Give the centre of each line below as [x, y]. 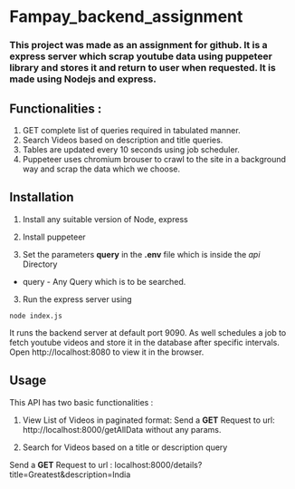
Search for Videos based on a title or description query [125, 447]
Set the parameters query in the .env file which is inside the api [141, 254]
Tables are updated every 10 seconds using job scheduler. [131, 149]
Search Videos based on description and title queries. [123, 140]
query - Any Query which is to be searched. [104, 281]
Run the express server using [77, 299]
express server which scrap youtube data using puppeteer [141, 56]
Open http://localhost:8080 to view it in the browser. [107, 352]
